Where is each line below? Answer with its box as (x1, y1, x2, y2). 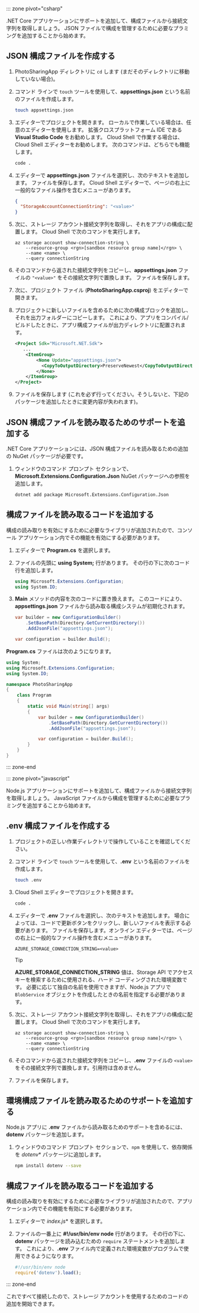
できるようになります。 (20, 1253, 77, 1259)
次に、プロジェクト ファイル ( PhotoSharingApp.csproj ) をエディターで (14, 287, 189, 294)
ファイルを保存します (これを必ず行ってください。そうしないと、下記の (14, 391, 190, 398)
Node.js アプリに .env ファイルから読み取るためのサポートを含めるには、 (6, 1123, 186, 1131)
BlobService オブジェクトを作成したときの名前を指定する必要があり (14, 991, 181, 998)
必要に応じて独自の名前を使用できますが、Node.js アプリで (26, 983, 171, 991)
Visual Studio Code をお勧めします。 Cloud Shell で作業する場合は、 (14, 133, 183, 140)
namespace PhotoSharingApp (6, 681, 73, 687)
